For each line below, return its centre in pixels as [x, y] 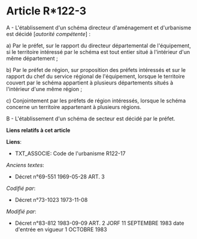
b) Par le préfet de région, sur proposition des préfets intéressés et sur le [96, 69]
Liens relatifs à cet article [38, 130]
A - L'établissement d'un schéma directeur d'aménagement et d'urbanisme [99, 28]
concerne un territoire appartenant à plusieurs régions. [74, 107]
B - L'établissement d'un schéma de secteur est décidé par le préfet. [91, 119]
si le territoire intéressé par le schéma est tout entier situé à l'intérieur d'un [98, 52]
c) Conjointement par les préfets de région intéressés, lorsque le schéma [96, 101]
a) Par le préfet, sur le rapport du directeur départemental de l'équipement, [99, 46]
